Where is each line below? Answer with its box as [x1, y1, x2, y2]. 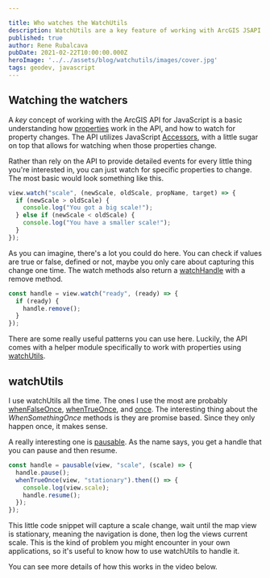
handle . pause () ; [15, 469, 70, 477]
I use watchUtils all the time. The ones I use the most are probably [8, 396, 228, 405]
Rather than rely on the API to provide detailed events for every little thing [8, 156, 252, 166]
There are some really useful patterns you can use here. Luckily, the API [8, 334, 248, 344]
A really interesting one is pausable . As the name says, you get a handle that [8, 437, 262, 447]
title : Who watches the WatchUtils [8, 19, 128, 27]
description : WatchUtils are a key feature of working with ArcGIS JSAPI [8, 26, 262, 35]
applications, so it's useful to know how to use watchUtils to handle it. [8, 547, 240, 556]
